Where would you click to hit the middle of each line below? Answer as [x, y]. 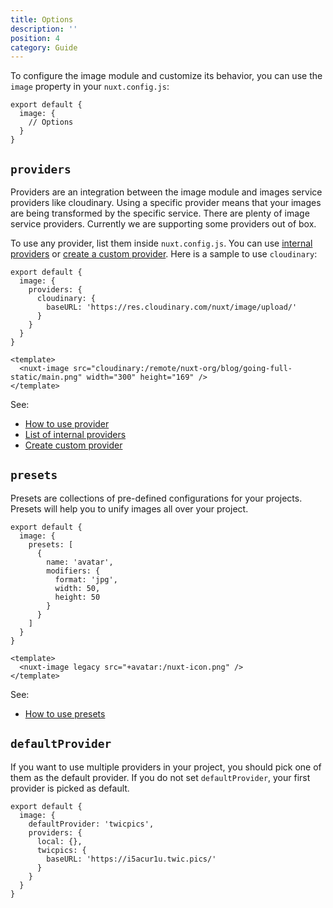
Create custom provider [73, 445]
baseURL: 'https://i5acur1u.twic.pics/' [131, 859]
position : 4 [35, 38]
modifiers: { [73, 571]
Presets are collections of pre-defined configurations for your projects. [156, 498]
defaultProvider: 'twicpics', [91, 824]
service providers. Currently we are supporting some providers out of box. [163, 224]
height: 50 [77, 597]
